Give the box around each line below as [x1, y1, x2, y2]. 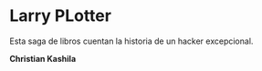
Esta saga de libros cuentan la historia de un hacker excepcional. [9, 35, 254, 46]
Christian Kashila [9, 53, 77, 64]
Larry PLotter [9, 5, 112, 26]
